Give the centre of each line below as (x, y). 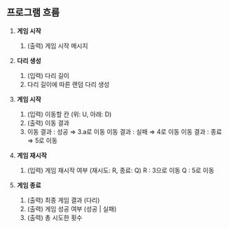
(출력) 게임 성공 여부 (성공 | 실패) (72, 208)
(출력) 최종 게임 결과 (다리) (63, 200)
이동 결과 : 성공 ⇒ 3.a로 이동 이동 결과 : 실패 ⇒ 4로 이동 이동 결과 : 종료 (124, 131)
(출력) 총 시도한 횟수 (55, 217)
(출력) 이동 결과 (48, 123)
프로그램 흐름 (33, 13)
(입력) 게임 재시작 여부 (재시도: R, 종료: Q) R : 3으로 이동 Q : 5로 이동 (121, 170)
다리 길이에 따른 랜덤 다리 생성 (68, 84)
